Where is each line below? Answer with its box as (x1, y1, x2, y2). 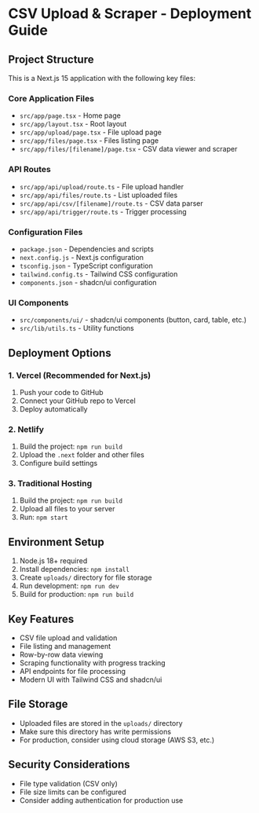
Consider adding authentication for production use (19, 795, 184, 805)
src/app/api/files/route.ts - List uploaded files (19, 190, 178, 200)
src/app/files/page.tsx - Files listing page (19, 136, 159, 145)
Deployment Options (8, 346, 111, 360)
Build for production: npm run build (19, 590, 134, 599)
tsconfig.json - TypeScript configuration (19, 261, 153, 270)
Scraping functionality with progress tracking (19, 658, 166, 668)
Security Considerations (8, 758, 131, 771)
